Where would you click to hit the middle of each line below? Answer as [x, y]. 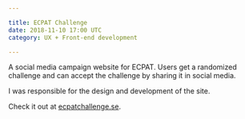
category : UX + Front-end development [73, 38]
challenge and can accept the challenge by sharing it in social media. [122, 76]
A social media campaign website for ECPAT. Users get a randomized [123, 67]
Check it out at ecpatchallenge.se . [65, 107]
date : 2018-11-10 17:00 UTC [55, 30]
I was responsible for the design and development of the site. [109, 91]
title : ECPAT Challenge [48, 22]
